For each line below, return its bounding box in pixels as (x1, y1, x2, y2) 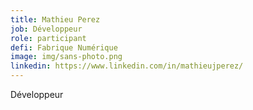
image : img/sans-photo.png (10, 52, 123, 62)
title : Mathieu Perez (10, 14, 101, 25)
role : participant (10, 33, 87, 43)
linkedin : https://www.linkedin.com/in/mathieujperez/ (10, 61, 244, 71)
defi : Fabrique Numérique (10, 42, 118, 53)
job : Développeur (10, 24, 83, 34)
